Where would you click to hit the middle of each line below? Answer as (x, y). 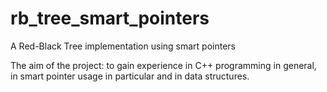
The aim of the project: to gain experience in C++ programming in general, (163, 65)
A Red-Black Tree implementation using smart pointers (123, 46)
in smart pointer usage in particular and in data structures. (130, 76)
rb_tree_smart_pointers (110, 18)
